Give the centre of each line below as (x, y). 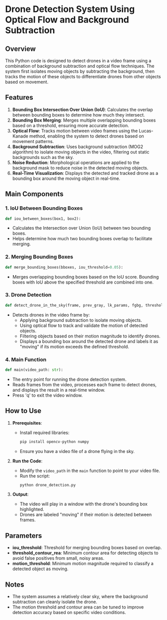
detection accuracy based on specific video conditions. (69, 613)
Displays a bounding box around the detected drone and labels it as (89, 341)
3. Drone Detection (28, 295)
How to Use (23, 411)
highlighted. (32, 509)
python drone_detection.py (48, 485)
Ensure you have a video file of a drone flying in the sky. (77, 451)
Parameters (24, 536)
